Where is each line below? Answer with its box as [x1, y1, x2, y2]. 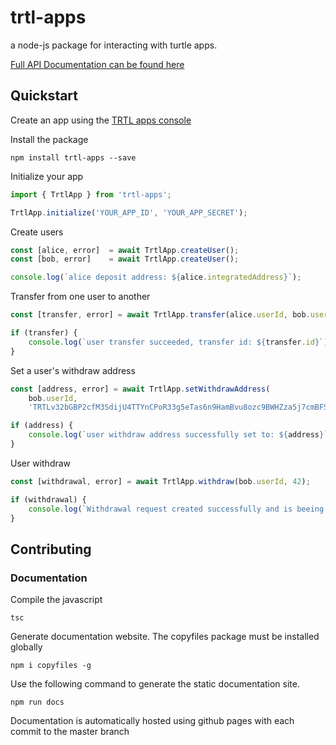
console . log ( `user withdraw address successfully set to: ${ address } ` [28, 430, 329, 440]
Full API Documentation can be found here [10, 58, 185, 70]
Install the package [10, 133, 89, 145]
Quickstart [10, 87, 79, 105]
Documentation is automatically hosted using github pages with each [10, 715, 295, 727]
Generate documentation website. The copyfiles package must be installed [10, 631, 320, 643]
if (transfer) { [10, 328, 78, 338]
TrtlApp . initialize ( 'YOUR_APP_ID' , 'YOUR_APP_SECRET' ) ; [10, 207, 248, 218]
